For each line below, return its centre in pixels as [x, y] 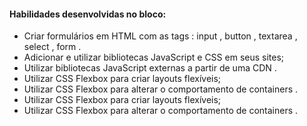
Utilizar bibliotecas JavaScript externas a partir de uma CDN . [150, 68]
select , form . [52, 47]
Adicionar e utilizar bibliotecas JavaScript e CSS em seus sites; [154, 57]
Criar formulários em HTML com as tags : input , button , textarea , [160, 36]
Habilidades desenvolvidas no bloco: [88, 14]
